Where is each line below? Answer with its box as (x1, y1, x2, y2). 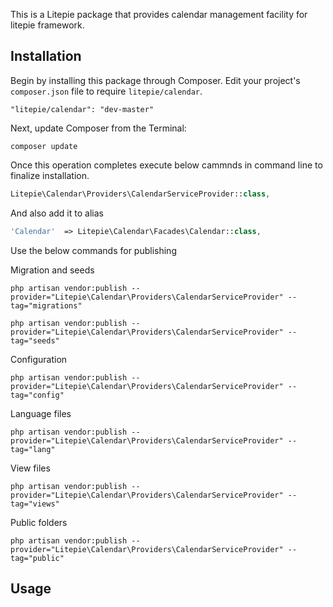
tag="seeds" (10, 335, 60, 346)
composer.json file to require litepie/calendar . (10, 85, 203, 97)
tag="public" (10, 553, 65, 563)
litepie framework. (10, 19, 85, 31)
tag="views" (10, 499, 60, 509)
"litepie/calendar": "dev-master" (10, 104, 155, 114)
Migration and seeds (10, 264, 95, 276)
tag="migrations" (10, 300, 83, 311)
